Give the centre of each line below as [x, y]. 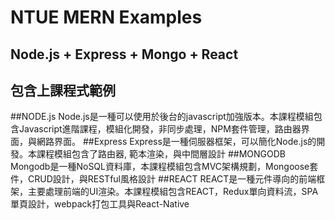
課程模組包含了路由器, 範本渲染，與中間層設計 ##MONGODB [161, 154]
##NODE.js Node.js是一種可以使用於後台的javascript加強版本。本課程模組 [162, 117]
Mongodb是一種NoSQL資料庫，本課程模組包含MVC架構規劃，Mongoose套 [164, 167]
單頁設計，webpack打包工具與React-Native [100, 204]
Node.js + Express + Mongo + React [124, 54]
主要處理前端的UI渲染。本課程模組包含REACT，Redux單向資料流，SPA [173, 192]
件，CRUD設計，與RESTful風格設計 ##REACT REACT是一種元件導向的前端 [163, 179]
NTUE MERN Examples [106, 17]
